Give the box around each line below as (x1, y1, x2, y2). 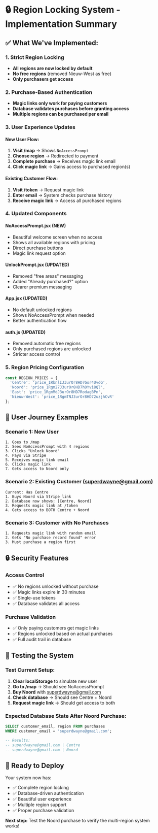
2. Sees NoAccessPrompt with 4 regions (5, 444, 90, 449)
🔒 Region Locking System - (5, 4, 121, 16)
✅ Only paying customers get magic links (12, 625, 99, 631)
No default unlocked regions (12, 307, 72, 313)
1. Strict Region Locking (5, 54, 64, 61)
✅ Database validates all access (12, 600, 80, 607)
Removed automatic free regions (12, 341, 81, 347)
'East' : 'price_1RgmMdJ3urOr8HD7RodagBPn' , (10, 389, 103, 395)
